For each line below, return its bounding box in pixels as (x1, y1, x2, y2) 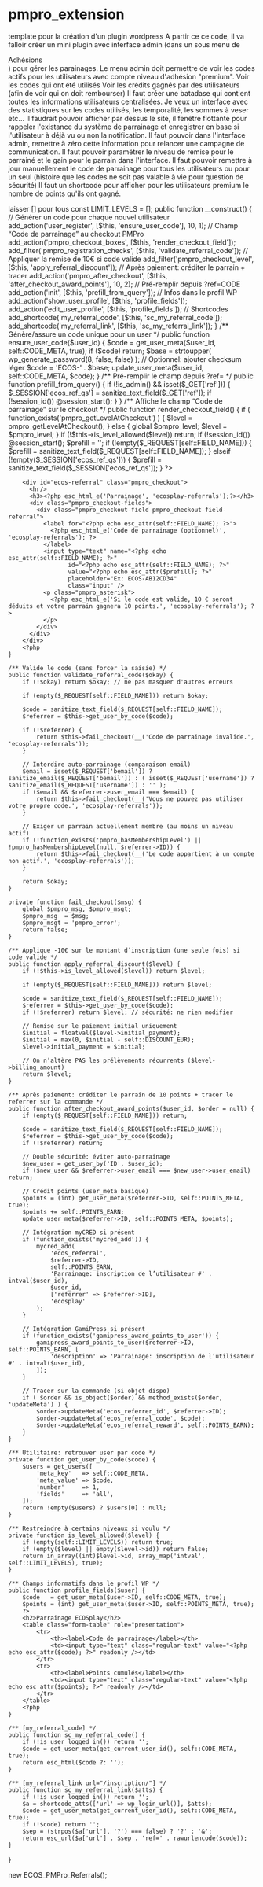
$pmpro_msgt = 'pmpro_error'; (22, 919, 122, 927)
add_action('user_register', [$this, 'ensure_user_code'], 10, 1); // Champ (8, 220, 239, 230)
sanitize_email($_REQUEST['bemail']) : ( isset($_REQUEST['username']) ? (8, 774, 255, 782)
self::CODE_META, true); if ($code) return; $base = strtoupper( (8, 346, 212, 356)
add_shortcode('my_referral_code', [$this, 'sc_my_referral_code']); (8, 312, 222, 322)
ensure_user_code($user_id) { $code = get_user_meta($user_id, (8, 337, 217, 347)
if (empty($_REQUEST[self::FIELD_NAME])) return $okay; (22, 691, 210, 699)
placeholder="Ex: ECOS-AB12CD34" (68, 574, 177, 583)
